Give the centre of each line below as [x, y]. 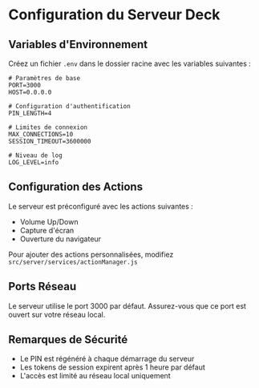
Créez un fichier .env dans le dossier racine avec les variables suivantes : [129, 63]
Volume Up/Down [49, 221]
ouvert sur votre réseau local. [57, 314]
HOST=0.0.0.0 [30, 92]
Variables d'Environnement [78, 44]
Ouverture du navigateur [61, 239]
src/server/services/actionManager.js [73, 262]
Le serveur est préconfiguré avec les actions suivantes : [101, 206]
